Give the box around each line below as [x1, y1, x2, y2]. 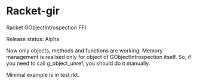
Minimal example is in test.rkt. [6, 71, 79, 78]
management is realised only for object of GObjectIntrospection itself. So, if [6, 53, 192, 60]
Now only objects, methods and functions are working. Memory [6, 46, 163, 54]
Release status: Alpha [6, 35, 60, 42]
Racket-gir [6, 4, 60, 18]
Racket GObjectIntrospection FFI [6, 24, 87, 31]
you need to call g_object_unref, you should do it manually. [6, 60, 150, 67]
